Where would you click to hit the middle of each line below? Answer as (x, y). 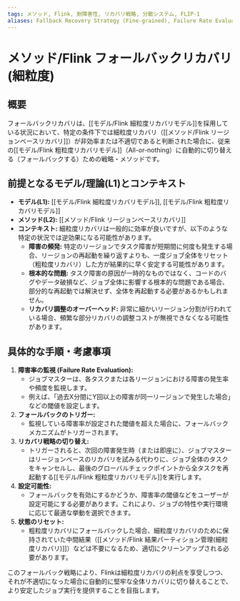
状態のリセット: (41, 522)
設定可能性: (35, 486)
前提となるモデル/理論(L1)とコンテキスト (97, 183)
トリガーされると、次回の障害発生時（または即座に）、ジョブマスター (130, 450)
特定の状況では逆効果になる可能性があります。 (86, 238)
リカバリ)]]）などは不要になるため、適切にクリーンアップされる (129, 549)
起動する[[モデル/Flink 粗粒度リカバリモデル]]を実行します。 (117, 477)
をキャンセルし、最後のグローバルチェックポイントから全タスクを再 (129, 468)
